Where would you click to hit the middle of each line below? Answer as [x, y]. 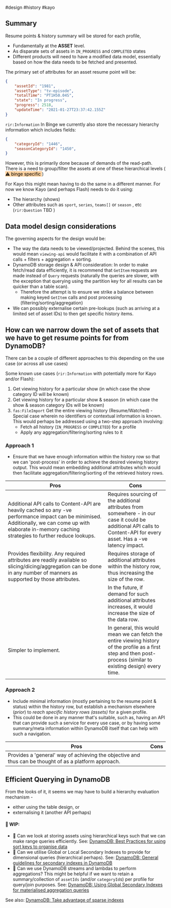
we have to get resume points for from [67, 338]
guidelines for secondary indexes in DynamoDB [63, 863]
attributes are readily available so [48, 560]
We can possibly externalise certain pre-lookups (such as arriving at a [86, 308]
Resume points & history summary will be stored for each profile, [73, 36]
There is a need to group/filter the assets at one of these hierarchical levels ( [85, 169]
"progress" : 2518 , [34, 105]
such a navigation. [32, 734]
